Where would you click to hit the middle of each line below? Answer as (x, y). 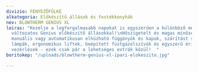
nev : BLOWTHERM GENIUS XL (38, 22)
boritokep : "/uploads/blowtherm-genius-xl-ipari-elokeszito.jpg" (88, 55)
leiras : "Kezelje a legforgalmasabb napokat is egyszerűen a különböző (96, 28)
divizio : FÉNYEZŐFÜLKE (34, 11)
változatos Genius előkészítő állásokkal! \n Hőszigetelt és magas (93, 33)
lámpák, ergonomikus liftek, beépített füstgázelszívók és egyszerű (97, 44)
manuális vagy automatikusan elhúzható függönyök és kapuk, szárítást (100, 39)
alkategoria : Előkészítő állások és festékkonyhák (70, 17)
